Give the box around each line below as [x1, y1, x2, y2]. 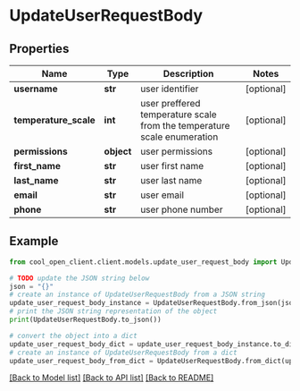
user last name [139, 174, 203, 186]
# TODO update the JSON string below [9, 274, 150, 283]
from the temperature [139, 120, 230, 132]
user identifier [139, 82, 199, 95]
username [13, 82, 58, 95]
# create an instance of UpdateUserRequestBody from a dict [9, 348, 238, 357]
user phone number [139, 203, 223, 216]
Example [9, 234, 59, 249]
